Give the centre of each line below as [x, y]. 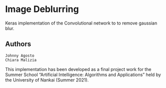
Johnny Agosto [20, 55]
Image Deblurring [42, 9]
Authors [18, 44]
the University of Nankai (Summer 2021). [47, 80]
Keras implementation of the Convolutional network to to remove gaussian [81, 23]
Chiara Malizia [21, 60]
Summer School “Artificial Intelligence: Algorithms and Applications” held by [83, 74]
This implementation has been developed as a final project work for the [78, 69]
